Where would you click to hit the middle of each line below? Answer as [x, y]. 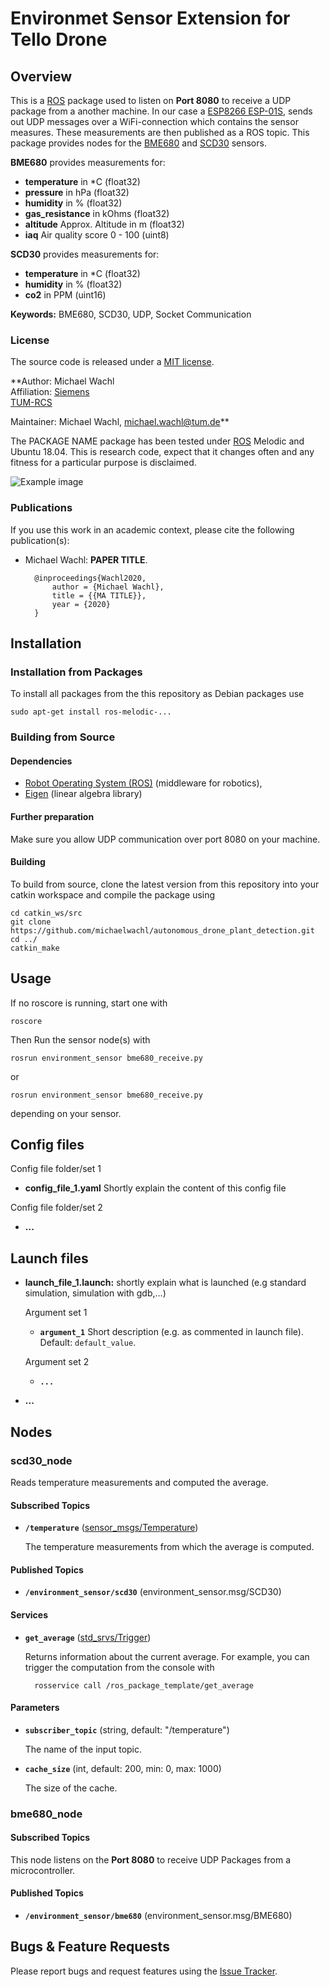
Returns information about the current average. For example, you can [167, 1656]
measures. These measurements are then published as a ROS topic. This [160, 132]
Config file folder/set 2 [56, 1208]
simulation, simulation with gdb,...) [95, 1293]
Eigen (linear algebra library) [83, 794]
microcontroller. [43, 1870]
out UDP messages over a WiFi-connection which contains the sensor [154, 121]
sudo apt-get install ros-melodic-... [91, 712]
